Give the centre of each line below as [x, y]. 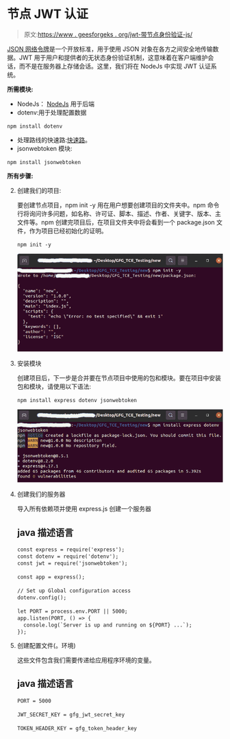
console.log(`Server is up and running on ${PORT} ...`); [108, 625]
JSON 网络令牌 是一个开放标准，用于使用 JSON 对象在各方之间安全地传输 [110, 49]
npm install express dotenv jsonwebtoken [77, 401]
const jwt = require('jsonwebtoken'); [72, 563]
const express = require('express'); [71, 550]
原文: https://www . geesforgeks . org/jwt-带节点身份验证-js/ [108, 34]
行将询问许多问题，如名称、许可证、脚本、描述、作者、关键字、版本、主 [119, 213]
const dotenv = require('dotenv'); [68, 556]
